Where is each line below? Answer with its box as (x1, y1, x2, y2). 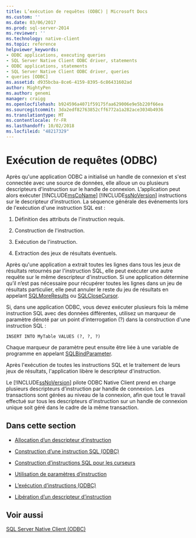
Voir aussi (6, 510, 43, 520)
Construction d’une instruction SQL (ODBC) (14, 448, 119, 455)
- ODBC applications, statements (6, 63, 88, 69)
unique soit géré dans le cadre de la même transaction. (6, 404, 139, 411)
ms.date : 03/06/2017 (6, 19, 57, 25)
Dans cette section (6, 421, 76, 431)
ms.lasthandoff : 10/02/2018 (6, 123, 75, 129)
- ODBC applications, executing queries (6, 52, 106, 58)
